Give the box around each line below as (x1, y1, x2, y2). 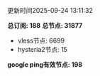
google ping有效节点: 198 (7, 60, 83, 69)
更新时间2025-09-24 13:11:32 (7, 6, 94, 14)
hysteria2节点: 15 (17, 45, 67, 53)
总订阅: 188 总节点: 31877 (7, 21, 83, 30)
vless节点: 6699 (17, 36, 65, 45)
